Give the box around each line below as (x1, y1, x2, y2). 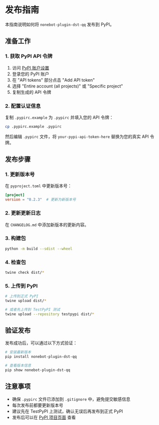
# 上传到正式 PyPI (5, 294, 39, 299)
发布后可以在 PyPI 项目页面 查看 (12, 414, 76, 420)
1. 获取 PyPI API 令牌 (5, 53, 53, 60)
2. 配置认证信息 (5, 103, 41, 109)
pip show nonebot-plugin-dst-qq (5, 368, 70, 372)
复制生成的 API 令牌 (12, 89, 52, 95)
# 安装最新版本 (5, 350, 32, 355)
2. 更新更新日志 (5, 210, 41, 216)
